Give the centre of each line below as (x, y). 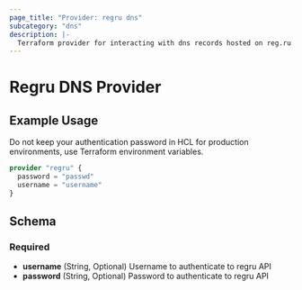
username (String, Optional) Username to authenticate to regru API (147, 267)
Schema (33, 222)
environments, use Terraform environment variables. (107, 152)
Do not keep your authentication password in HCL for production (129, 142)
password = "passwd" (56, 177)
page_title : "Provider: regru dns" (76, 18)
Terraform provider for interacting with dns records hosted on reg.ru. (156, 43)
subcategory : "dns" (46, 26)
